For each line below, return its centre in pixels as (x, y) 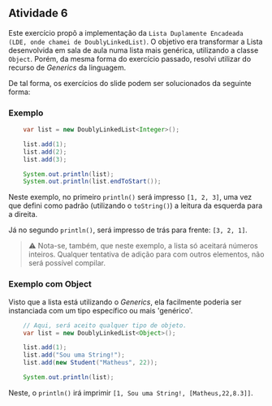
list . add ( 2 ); (45, 152)
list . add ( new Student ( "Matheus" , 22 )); (91, 363)
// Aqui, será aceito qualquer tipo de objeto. (105, 325)
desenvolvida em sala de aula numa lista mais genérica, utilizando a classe (134, 50)
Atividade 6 (38, 13)
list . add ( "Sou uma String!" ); (74, 355)
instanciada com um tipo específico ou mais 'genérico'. (101, 310)
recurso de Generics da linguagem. (67, 67)
